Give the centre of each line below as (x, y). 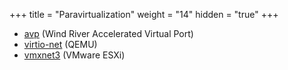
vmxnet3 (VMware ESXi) (74, 55)
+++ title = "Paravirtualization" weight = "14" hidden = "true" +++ (144, 14)
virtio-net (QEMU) (60, 44)
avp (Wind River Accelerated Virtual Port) (108, 33)
